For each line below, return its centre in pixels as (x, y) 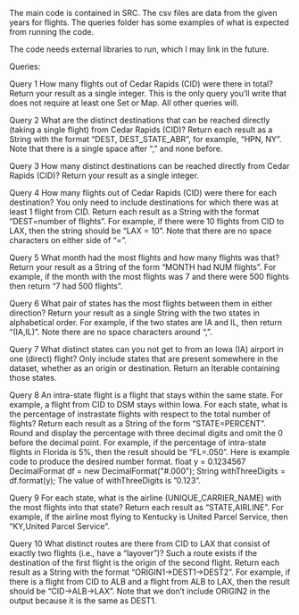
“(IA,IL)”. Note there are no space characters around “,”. (111, 332)
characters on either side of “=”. (68, 240)
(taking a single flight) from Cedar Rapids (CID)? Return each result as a (141, 130)
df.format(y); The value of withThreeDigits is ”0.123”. (105, 480)
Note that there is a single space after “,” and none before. (116, 148)
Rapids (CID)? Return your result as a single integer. (104, 175)
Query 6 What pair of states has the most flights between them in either (141, 303)
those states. (33, 378)
